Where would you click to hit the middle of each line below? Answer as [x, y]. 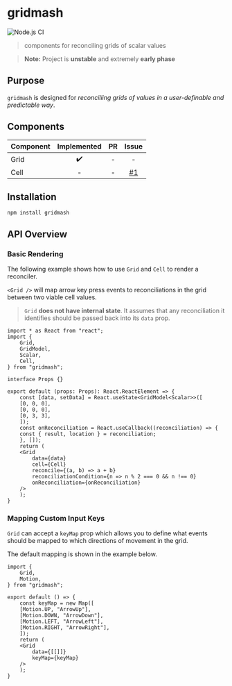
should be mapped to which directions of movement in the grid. [98, 541]
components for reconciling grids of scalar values [95, 45]
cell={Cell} [50, 465]
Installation [32, 197]
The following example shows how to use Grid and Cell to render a [103, 269]
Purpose [26, 81]
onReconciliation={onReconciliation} [86, 483]
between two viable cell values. [52, 297]
